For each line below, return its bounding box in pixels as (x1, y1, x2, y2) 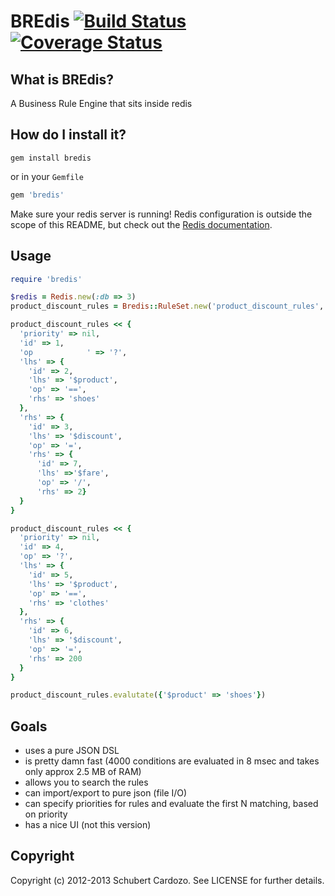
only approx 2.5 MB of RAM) (24, 766, 142, 778)
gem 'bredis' (10, 190, 65, 200)
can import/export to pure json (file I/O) (24, 787, 188, 799)
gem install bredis (10, 153, 92, 163)
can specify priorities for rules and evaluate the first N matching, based (24, 798, 319, 810)
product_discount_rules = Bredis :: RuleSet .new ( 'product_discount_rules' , (10, 301, 325, 312)
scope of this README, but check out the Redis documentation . (10, 218, 273, 230)
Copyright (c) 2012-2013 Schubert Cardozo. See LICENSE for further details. (10, 874, 325, 886)
